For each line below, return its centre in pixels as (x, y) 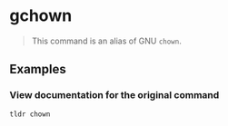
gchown (41, 16)
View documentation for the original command (114, 95)
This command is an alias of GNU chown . (106, 41)
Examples (38, 69)
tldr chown (30, 114)
